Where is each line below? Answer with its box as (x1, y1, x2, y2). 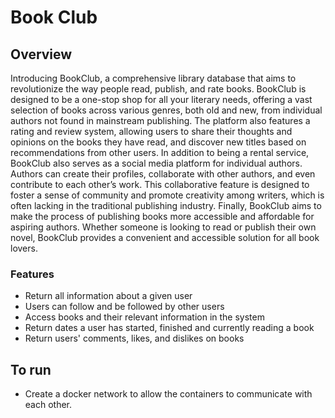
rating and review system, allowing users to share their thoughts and (10, 126, 293, 137)
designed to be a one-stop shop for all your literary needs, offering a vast (10, 94, 313, 105)
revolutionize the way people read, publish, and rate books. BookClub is (10, 83, 307, 95)
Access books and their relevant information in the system (24, 311, 265, 323)
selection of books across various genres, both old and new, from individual (10, 104, 323, 116)
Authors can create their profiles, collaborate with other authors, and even (10, 168, 316, 180)
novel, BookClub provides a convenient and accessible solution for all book (10, 232, 320, 243)
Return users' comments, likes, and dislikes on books (24, 332, 245, 345)
